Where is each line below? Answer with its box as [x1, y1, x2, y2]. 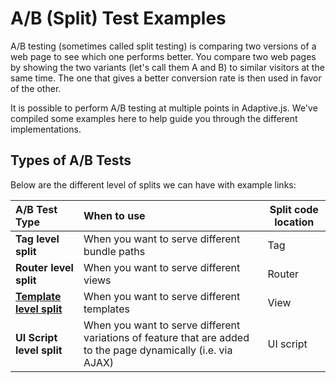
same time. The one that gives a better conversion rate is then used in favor [10, 72, 322, 84]
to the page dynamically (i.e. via [83, 343, 233, 357]
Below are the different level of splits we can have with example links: [10, 178, 297, 191]
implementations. [10, 123, 82, 135]
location [274, 215, 315, 229]
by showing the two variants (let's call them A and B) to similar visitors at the [10, 61, 325, 73]
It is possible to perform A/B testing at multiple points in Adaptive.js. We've [10, 102, 318, 114]
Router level [15, 260, 74, 274]
